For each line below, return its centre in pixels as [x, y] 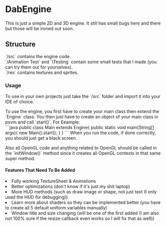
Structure [20, 44]
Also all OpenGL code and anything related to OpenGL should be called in [81, 148]
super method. [20, 159]
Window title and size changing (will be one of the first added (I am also [85, 213]
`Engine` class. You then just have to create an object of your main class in [82, 117]
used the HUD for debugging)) [36, 197]
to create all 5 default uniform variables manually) [56, 208]
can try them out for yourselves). [39, 67]
